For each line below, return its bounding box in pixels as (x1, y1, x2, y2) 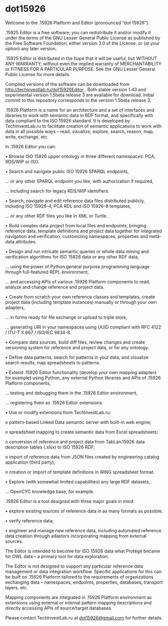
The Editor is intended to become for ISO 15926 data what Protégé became (5, 548, 160, 554)
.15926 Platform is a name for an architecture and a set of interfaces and (5, 107, 154, 113)
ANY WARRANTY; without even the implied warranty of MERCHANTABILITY (5, 60, 162, 67)
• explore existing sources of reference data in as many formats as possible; (5, 508, 163, 514)
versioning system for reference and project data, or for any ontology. (5, 344, 149, 350)
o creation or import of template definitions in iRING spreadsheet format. (5, 469, 155, 475)
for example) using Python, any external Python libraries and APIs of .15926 (5, 374, 161, 381)
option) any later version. (5, 45, 57, 51)
